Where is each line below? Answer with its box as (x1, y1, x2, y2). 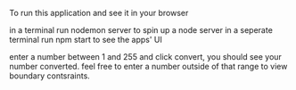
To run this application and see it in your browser (9, 8, 189, 18)
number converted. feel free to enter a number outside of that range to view (9, 61, 288, 71)
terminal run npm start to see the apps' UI (9, 35, 163, 45)
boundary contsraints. (9, 70, 91, 81)
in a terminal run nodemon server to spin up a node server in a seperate (9, 25, 274, 35)
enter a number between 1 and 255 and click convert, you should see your (9, 52, 283, 61)
